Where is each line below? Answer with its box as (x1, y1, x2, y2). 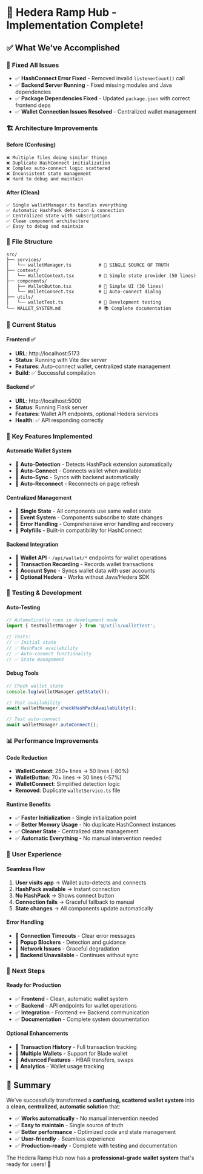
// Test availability (6, 700, 61, 706)
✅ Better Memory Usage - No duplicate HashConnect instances (15, 821, 176, 828)
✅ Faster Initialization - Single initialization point (15, 814, 137, 822)
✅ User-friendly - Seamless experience (15, 1135, 115, 1142)
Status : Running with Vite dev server (15, 356, 107, 363)
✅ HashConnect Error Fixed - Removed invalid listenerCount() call (15, 74, 185, 81)
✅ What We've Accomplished (6, 43, 120, 53)
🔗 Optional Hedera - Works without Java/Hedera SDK (15, 573, 150, 581)
